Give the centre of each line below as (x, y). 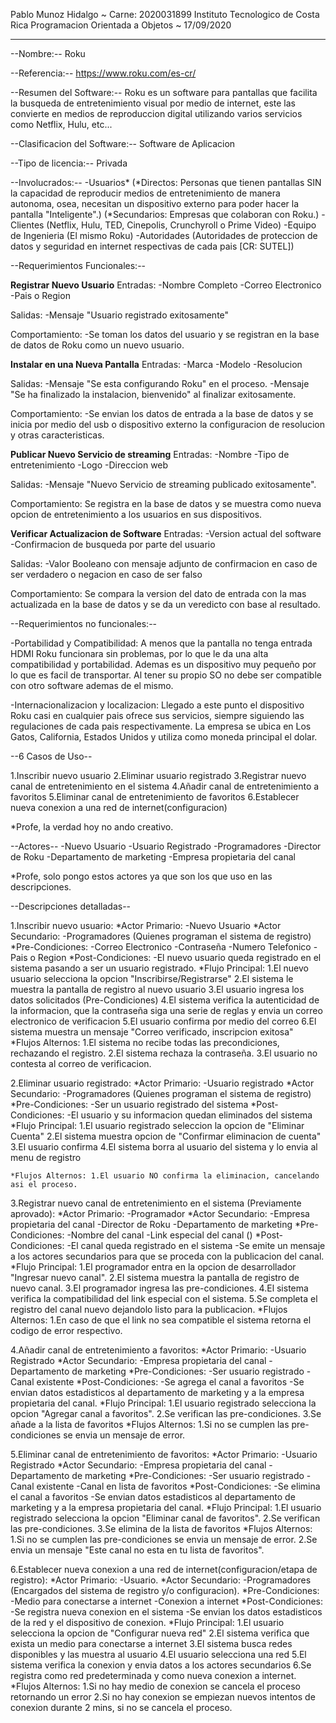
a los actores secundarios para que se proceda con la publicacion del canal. (167, 1256)
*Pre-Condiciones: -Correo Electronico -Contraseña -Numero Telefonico (161, 947)
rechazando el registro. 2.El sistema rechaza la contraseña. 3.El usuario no (164, 1053)
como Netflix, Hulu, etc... (61, 124)
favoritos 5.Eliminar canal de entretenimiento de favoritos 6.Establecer (155, 797)
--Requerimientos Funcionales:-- (78, 265)
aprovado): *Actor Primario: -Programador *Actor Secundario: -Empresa (160, 1213)
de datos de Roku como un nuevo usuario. (97, 345)
